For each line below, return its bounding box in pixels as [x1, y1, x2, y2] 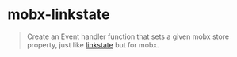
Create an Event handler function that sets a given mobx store [26, 32, 230, 41]
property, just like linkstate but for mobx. [26, 40, 159, 49]
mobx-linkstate [7, 6, 110, 24]
